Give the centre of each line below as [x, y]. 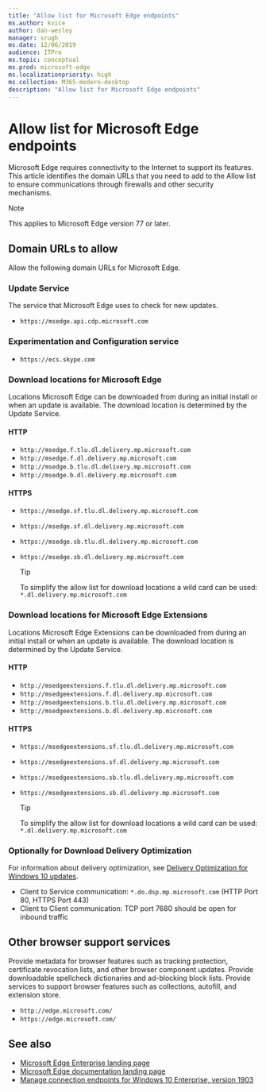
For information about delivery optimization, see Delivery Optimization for [128, 868]
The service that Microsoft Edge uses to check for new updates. [113, 306]
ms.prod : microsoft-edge [49, 68]
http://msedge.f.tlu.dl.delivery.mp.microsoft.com [105, 450]
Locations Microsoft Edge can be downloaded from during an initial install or [133, 397]
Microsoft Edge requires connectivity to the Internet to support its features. [131, 168]
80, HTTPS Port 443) [54, 900]
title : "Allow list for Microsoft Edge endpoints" [94, 15]
